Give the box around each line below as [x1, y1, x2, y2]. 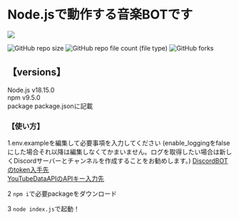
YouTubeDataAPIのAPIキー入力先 [7, 174, 105, 183]
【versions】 [7, 66, 66, 78]
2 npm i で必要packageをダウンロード [7, 189, 118, 198]
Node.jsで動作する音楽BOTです [7, 6, 193, 23]
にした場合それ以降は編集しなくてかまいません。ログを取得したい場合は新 [7, 147, 226, 157]
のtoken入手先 [7, 165, 49, 174]
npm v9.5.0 [7, 93, 41, 102]
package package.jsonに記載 [7, 101, 93, 110]
